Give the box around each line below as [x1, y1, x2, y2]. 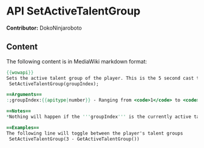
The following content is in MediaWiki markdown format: [6, 57, 148, 65]
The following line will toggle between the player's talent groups [6, 130, 183, 137]
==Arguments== [6, 92, 42, 98]
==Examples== [6, 124, 39, 130]
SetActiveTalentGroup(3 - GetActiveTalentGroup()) [8, 136, 140, 142]
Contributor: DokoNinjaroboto [6, 24, 82, 31]
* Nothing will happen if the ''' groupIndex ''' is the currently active [6, 114, 191, 120]
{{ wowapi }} [6, 69, 34, 76]
